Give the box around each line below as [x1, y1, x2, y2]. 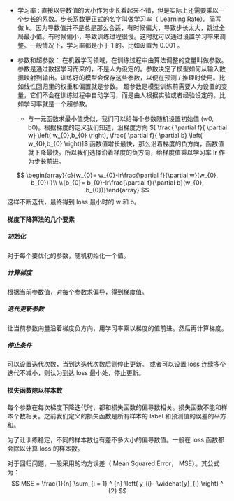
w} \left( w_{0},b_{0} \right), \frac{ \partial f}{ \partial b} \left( [27, 132, 203, 139]
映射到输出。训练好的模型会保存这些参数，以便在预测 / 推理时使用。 [23, 73, 219, 82]
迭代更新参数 [7, 305, 44, 313]
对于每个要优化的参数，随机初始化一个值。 [7, 251, 130, 260]
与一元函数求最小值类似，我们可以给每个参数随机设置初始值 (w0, [27, 115, 214, 122]
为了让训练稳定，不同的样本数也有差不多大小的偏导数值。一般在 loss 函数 [7, 435, 219, 444]
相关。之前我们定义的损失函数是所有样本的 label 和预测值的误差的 [25, 411, 214, 420]
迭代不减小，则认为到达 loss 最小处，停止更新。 [7, 369, 145, 377]
